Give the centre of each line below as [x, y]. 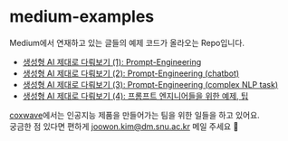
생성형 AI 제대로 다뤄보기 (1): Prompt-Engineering [112, 61]
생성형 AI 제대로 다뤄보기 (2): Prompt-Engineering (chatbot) [131, 73]
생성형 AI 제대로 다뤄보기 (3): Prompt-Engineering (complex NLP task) [150, 84]
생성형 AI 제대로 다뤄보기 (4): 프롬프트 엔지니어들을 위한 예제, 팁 [135, 96]
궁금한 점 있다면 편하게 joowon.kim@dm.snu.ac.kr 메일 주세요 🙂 [124, 126]
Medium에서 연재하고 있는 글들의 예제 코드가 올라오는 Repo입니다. [127, 42]
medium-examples [82, 17]
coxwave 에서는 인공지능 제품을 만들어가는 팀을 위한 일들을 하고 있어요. [134, 115]
